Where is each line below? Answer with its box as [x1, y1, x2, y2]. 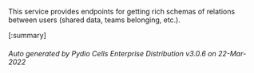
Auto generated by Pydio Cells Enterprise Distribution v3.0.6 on [8, 48, 217, 58]
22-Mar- [218, 48, 247, 58]
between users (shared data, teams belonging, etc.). [8, 15, 181, 25]
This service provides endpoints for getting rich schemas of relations [8, 7, 236, 16]
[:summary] [8, 31, 46, 40]
